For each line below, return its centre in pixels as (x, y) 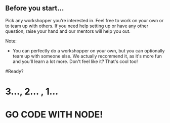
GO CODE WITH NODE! (54, 115)
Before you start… (35, 8)
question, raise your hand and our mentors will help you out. (68, 31)
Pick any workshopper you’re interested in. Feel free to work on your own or (84, 20)
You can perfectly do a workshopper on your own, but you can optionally (89, 50)
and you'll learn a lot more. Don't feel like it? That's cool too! (75, 61)
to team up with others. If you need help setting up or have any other (77, 26)
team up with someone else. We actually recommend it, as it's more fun (87, 56)
